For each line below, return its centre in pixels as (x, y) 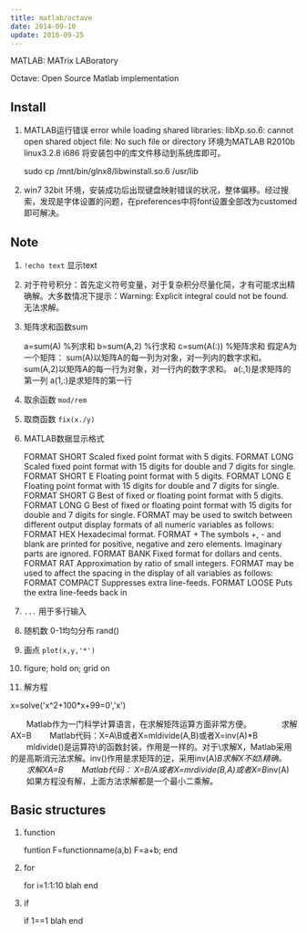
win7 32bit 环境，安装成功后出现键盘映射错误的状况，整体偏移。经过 (152, 190)
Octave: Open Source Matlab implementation (95, 78)
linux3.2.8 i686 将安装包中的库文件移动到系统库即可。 (124, 153)
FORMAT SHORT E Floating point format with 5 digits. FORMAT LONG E (157, 476)
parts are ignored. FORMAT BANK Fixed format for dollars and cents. (153, 554)
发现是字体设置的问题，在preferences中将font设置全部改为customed (169, 202)
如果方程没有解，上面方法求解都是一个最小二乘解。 (122, 781)
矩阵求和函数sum (56, 327)
